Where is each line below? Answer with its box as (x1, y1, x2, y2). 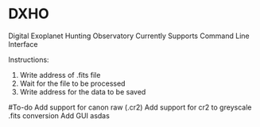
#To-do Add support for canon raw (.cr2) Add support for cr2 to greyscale (8, 102, 252, 112)
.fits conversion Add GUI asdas (8, 110, 110, 120)
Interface (8, 39, 38, 48)
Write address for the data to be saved (19, 87, 146, 96)
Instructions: (8, 55, 49, 64)
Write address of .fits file (19, 70, 101, 79)
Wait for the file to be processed (19, 79, 126, 88)
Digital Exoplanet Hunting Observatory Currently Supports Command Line (8, 31, 250, 40)
